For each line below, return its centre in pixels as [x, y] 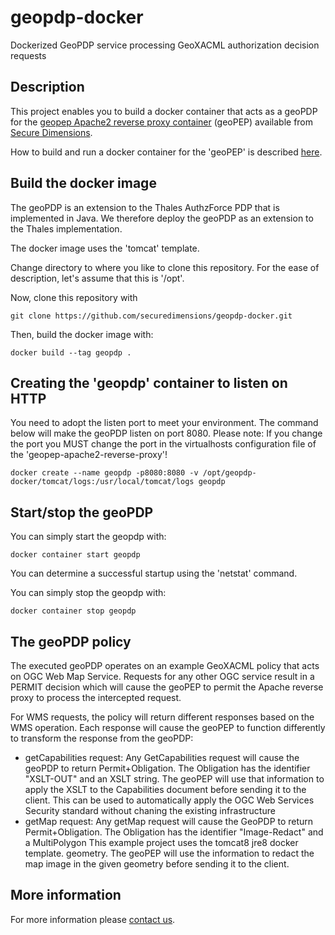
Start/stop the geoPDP [82, 512]
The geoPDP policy [71, 641]
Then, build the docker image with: [82, 334]
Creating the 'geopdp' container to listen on [149, 382]
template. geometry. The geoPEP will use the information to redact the [169, 853]
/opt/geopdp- [229, 473]
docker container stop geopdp [73, 611]
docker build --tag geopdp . [71, 352]
